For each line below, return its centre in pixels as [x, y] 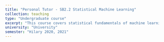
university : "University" [31, 28]
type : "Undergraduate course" [36, 18]
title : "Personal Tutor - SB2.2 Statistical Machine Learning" [71, 9]
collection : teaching [27, 14]
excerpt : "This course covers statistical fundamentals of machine [75, 23]
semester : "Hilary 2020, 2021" [37, 32]
